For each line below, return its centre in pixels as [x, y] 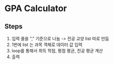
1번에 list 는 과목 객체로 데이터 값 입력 [47, 45]
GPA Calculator [36, 8]
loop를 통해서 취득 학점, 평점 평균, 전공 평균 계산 [57, 51]
